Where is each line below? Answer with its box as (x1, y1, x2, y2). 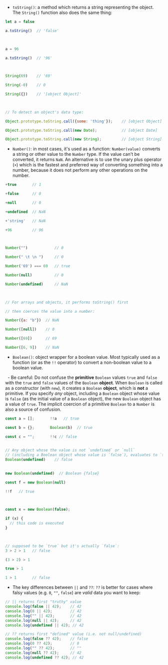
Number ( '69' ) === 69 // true (5, 264, 70, 269)
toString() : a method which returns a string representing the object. (12, 5, 154, 10)
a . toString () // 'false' (5, 28, 59, 33)
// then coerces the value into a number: (5, 309, 95, 314)
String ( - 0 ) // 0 (5, 83, 46, 88)
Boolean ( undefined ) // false (5, 457, 72, 463)
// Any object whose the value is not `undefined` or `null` (5, 448, 135, 453)
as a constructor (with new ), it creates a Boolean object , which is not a (5, 385, 148, 391)
